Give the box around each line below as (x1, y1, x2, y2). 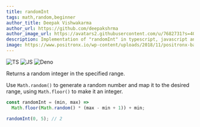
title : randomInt (6, 8, 49, 15)
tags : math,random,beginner (6, 14, 76, 20)
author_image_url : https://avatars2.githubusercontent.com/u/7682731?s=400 (6, 31, 198, 37)
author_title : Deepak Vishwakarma (6, 20, 92, 26)
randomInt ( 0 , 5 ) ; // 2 (6, 116, 62, 122)
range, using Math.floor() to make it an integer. (6, 88, 123, 95)
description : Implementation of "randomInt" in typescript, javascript (6, 36, 187, 42)
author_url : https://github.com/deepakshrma (6, 25, 118, 32)
